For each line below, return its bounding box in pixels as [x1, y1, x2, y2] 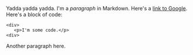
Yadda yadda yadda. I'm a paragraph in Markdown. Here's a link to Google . [6, 5, 188, 12]
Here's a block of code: [6, 11, 63, 18]
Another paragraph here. [6, 43, 66, 49]
